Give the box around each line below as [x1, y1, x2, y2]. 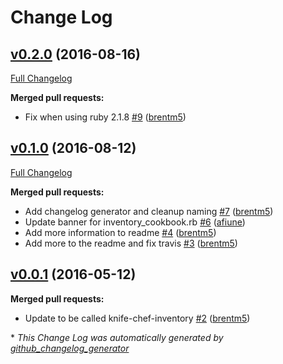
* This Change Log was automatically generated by [10, 331, 224, 343]
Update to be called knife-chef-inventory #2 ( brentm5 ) [24, 312, 251, 324]
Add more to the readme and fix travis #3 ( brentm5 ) [24, 237, 238, 249]
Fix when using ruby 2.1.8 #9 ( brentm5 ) [24, 111, 187, 123]
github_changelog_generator [10, 342, 130, 354]
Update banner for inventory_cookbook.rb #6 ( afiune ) [24, 216, 246, 228]
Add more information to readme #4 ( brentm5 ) [24, 226, 217, 238]
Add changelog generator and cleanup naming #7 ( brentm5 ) [24, 205, 274, 217]
